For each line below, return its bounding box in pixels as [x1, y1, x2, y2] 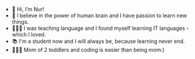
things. [11, 18, 29, 25]
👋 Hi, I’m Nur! [11, 6, 45, 13]
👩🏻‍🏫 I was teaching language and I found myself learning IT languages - [11, 24, 189, 32]
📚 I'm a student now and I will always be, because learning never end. [11, 38, 185, 45]
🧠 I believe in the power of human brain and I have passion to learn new [11, 12, 187, 19]
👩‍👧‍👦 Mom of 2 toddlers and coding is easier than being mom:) [11, 46, 165, 53]
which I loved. [11, 31, 46, 38]
